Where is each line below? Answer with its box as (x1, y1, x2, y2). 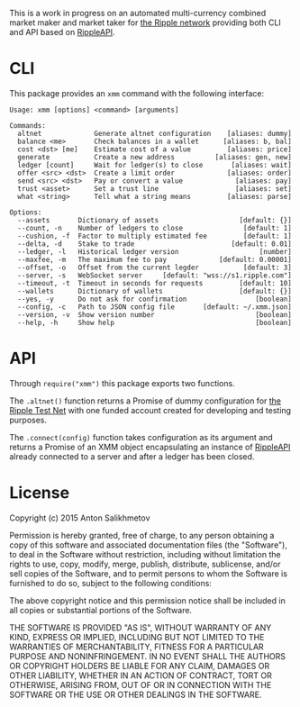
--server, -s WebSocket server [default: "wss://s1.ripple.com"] (17, 270, 293, 280)
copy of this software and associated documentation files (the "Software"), (9, 539, 288, 550)
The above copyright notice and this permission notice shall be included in (9, 594, 286, 606)
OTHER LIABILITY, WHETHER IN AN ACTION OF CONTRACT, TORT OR (9, 670, 272, 681)
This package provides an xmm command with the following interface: (9, 87, 265, 98)
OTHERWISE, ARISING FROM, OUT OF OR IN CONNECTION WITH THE (9, 679, 272, 690)
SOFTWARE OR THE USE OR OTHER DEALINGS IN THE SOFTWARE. (9, 689, 262, 700)
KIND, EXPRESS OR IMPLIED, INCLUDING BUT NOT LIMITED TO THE (9, 631, 265, 642)
